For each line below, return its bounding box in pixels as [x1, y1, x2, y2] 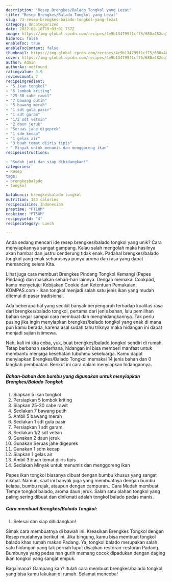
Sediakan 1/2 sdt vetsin [13, 430, 62, 436]
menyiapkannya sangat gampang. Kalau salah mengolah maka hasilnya [6, 245, 156, 251]
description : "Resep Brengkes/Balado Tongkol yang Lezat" [6, 7, 132, 13]
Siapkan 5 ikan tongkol [13, 392, 61, 398]
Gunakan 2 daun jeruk [13, 435, 60, 441]
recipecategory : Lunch [6, 221, 54, 226]
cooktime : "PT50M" [6, 211, 45, 216]
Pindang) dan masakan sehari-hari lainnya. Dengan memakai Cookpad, [6, 277, 155, 283]
